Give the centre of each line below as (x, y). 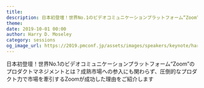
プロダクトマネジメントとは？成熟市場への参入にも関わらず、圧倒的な (94, 71)
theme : (15, 23)
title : (15, 12)
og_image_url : (24, 46)
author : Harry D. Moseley (39, 35)
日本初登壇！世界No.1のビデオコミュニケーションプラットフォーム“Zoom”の (101, 64)
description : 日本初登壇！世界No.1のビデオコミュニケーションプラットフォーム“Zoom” (103, 18)
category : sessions (31, 40)
